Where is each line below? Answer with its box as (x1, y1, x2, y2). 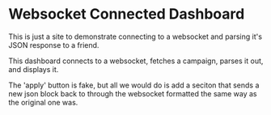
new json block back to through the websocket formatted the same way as (8, 88, 257, 98)
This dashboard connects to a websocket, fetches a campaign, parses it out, (8, 56, 264, 66)
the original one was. (8, 97, 78, 107)
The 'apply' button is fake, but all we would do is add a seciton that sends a (8, 80, 260, 90)
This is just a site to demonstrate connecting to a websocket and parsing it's (8, 32, 263, 41)
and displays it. (8, 64, 59, 74)
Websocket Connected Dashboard (8, 5, 245, 23)
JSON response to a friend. (8, 40, 100, 49)
